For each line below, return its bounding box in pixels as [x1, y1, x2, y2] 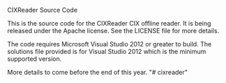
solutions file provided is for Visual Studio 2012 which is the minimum [7, 48, 206, 55]
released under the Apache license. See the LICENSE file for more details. [7, 27, 220, 35]
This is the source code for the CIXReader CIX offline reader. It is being [7, 19, 211, 27]
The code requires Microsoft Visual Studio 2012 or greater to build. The [7, 40, 212, 48]
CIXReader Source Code [7, 6, 78, 14]
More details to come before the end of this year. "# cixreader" [7, 68, 188, 76]
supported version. [7, 55, 62, 63]
